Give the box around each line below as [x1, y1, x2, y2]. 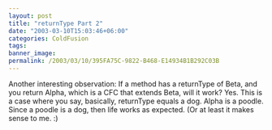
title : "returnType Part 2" [8, 19, 104, 27]
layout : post [8, 11, 53, 20]
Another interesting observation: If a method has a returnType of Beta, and [8, 78, 258, 89]
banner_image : [8, 49, 57, 57]
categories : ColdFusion [8, 34, 89, 43]
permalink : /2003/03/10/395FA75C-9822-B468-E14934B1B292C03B [8, 57, 220, 65]
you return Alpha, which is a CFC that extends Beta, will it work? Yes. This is [8, 87, 262, 97]
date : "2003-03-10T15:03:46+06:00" [8, 27, 129, 35]
